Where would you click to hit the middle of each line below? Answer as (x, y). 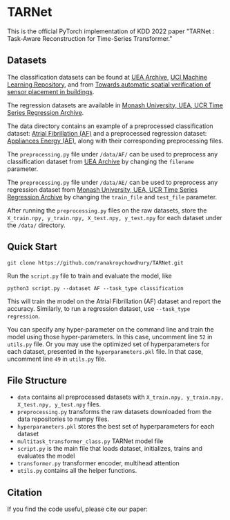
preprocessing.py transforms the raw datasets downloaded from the (114, 412)
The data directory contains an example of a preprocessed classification (110, 126)
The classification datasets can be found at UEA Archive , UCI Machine (107, 77)
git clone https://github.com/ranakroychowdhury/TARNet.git (96, 263)
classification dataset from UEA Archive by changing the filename (101, 161)
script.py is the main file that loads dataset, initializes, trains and (109, 449)
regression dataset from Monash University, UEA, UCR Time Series (103, 189)
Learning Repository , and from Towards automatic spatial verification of (109, 84)
